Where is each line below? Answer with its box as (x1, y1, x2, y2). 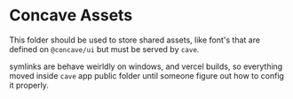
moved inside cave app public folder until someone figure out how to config (9, 70, 284, 80)
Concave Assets (9, 5, 133, 26)
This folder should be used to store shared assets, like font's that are (9, 34, 260, 45)
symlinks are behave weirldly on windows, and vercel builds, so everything (9, 61, 283, 72)
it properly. (9, 80, 49, 90)
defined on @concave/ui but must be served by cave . (9, 43, 200, 54)
